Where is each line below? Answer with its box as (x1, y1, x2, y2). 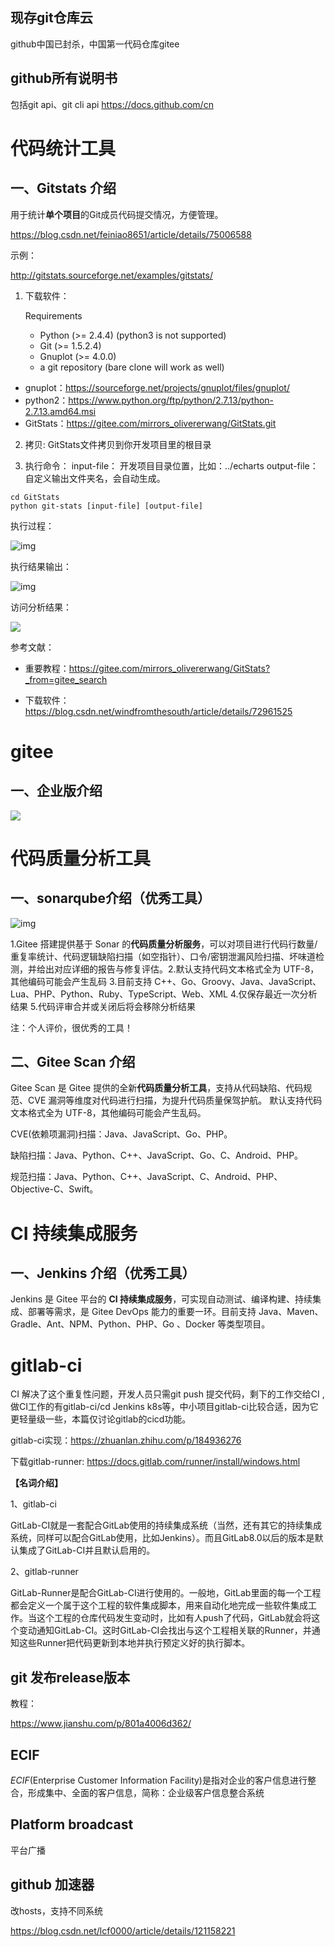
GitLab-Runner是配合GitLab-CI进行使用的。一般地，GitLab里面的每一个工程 (10, 1587, 322, 1599)
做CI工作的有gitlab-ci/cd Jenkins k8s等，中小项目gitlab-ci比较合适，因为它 (10, 1401, 319, 1413)
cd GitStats (10, 492, 60, 502)
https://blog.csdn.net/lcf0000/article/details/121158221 (10, 1924, 236, 1937)
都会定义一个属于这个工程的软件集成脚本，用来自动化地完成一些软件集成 (10, 1599, 308, 1612)
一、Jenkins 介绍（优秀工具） (10, 1265, 196, 1282)
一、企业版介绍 (10, 783, 103, 800)
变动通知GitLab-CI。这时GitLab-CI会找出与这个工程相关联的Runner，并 (18, 1624, 312, 1637)
